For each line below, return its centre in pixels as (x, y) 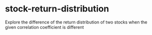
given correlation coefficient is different (44, 27)
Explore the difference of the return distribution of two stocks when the (76, 22)
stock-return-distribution (57, 9)
